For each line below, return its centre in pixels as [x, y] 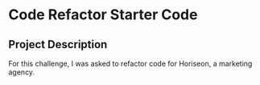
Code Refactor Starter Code [103, 15]
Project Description [58, 45]
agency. [21, 72]
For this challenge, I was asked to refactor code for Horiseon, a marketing [130, 63]
